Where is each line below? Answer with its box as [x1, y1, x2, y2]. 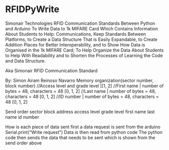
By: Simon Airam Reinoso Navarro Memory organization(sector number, [5, 77, 154, 83]
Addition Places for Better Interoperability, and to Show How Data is [5, 41, 145, 47]
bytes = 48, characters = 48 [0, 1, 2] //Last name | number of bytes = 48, [5, 88, 156, 94]
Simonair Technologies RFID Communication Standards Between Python [5, 20, 155, 26]
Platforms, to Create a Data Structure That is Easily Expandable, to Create [5, 36, 157, 42]
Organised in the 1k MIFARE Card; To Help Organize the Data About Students [5, 47, 164, 53]
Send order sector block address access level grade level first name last [5, 109, 155, 115]
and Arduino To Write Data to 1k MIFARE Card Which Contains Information [5, 25, 158, 31]
